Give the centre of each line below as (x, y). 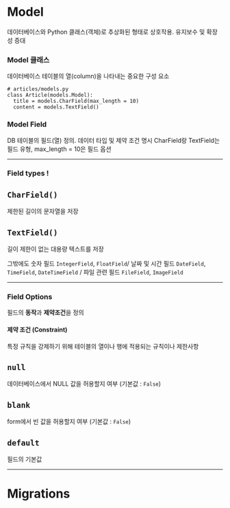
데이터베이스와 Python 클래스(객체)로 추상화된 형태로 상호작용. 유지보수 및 (106, 32)
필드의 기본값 (25, 459)
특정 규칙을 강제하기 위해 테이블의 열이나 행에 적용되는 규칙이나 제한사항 (103, 346)
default (23, 442)
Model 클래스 (28, 60)
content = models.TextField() (56, 107)
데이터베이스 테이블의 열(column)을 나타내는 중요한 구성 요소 (88, 76)
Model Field (27, 124)
